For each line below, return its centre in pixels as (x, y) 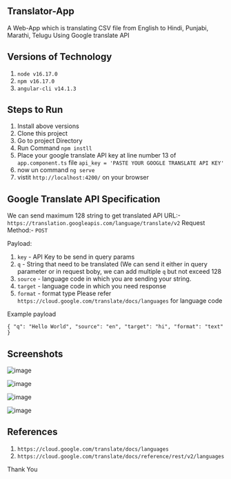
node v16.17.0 (37, 74)
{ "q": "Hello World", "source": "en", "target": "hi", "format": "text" (115, 327)
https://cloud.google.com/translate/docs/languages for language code (120, 301)
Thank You (22, 469)
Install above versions (48, 126)
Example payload (32, 314)
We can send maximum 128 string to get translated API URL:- (94, 215)
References (32, 432)
